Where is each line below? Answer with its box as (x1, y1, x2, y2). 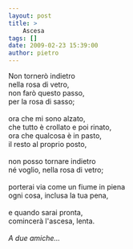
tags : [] (8, 34, 38, 43)
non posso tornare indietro (8, 157, 96, 165)
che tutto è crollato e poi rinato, (8, 122, 112, 132)
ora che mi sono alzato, (8, 114, 86, 123)
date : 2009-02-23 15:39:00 (8, 42, 99, 50)
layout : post (8, 11, 52, 20)
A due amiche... (8, 234, 61, 243)
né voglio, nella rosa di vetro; (8, 165, 104, 174)
